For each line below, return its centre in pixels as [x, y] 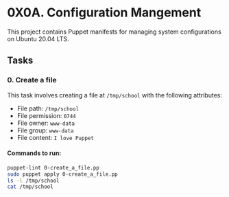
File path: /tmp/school [48, 108]
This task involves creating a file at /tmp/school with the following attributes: [115, 95]
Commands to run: [34, 153]
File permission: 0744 [47, 115]
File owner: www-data [46, 123]
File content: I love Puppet [56, 137]
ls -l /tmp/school [33, 181]
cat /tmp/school [30, 187]
